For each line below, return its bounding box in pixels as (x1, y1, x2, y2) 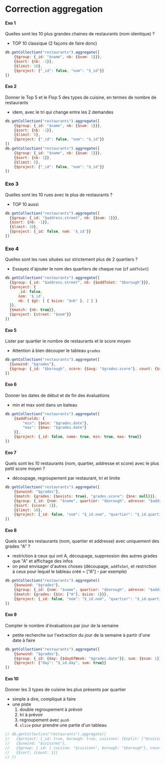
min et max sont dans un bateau (12, 402, 78, 408)
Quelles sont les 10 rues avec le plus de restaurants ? (5, 192, 113, 198)
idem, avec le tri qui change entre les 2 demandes (12, 109, 114, 115)
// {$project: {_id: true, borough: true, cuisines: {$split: (5, 736, 139, 741)
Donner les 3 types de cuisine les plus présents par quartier (5, 687, 126, 693)
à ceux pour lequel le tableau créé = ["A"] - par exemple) (12, 569, 127, 575)
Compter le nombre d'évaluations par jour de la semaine (5, 622, 119, 628)
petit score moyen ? (5, 466, 45, 471)
